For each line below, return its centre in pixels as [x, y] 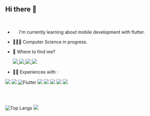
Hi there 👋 [21, 9]
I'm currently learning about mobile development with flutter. [82, 32]
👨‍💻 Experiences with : [35, 72]
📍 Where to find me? [34, 52]
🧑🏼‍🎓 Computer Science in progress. [50, 42]
